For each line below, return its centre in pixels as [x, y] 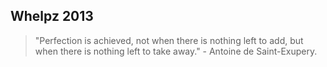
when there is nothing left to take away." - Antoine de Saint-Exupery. [176, 51]
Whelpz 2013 [52, 16]
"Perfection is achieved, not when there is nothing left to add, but [169, 40]
